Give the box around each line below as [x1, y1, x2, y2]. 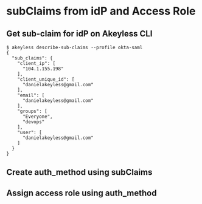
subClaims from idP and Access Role [6, 4, 196, 18]
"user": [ [17, 129, 43, 135]
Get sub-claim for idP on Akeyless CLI [6, 29, 153, 39]
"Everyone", [22, 114, 53, 120]
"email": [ [17, 92, 45, 98]
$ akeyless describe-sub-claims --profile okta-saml [6, 44, 143, 50]
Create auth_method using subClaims [6, 167, 153, 177]
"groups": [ [17, 108, 47, 114]
